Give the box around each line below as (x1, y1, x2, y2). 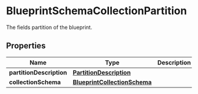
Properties (6, 41, 46, 51)
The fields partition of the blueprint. (6, 24, 93, 31)
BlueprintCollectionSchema (72, 78, 152, 86)
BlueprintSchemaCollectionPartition (6, 4, 187, 18)
